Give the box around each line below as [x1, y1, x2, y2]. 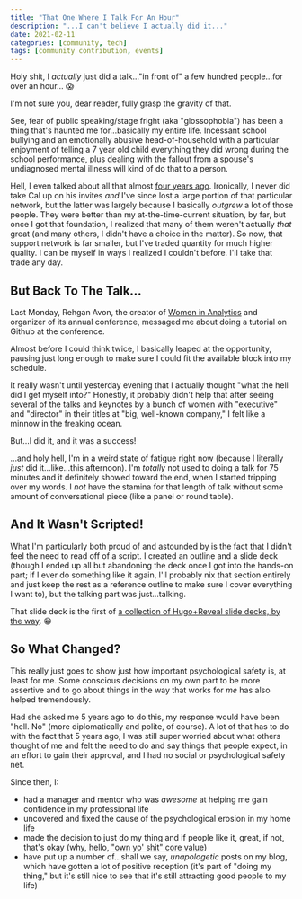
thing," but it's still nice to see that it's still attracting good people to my [22, 870, 287, 881]
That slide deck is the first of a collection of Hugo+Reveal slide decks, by [10, 605, 281, 616]
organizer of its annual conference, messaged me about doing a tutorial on [10, 316, 287, 327]
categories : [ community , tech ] [10, 38, 128, 48]
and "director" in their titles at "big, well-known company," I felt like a [10, 408, 266, 419]
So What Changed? [10, 641, 120, 657]
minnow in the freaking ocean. [10, 418, 123, 428]
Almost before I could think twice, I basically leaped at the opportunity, [10, 343, 272, 354]
